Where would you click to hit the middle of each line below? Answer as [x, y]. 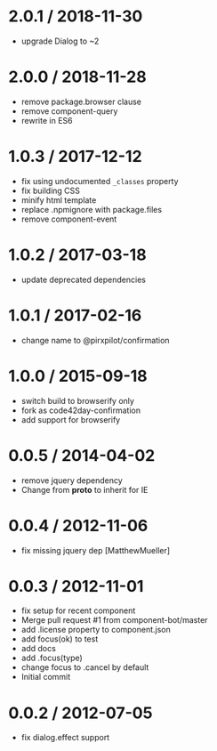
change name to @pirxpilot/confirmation [95, 340]
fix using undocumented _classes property [100, 181]
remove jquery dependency [72, 480]
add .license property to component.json [96, 630]
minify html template [59, 200]
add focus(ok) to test [60, 639]
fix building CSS [51, 190]
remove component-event [69, 219]
